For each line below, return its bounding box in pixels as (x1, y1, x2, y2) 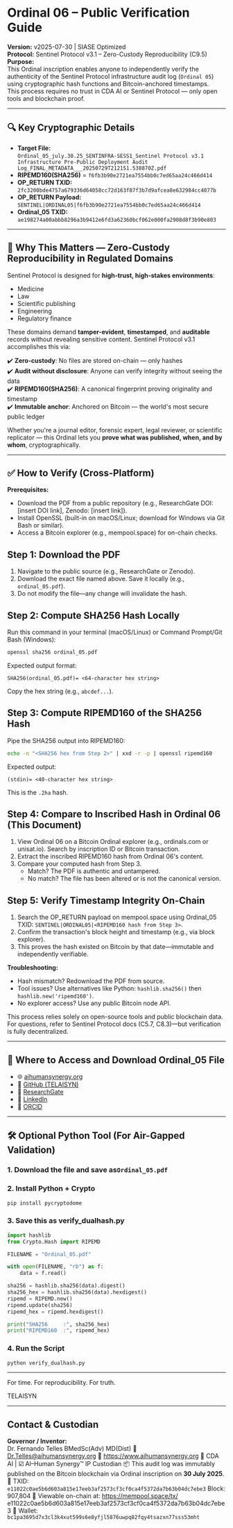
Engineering (17, 307, 52, 315)
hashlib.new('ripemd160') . (17, 992, 94, 1000)
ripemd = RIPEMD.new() (7, 1295, 73, 1302)
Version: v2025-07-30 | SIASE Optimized (7, 42, 126, 51)
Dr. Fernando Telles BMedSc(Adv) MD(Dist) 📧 (7, 1445, 137, 1453)
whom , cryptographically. (7, 440, 81, 449)
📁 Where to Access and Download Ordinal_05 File (7, 1054, 225, 1066)
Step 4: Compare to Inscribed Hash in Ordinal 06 (7, 808, 221, 820)
